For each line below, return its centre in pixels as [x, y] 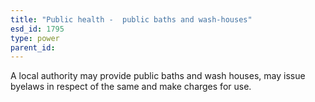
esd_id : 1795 [37, 29]
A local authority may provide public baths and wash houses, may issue [158, 76]
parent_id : [33, 47]
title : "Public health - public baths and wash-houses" [131, 19]
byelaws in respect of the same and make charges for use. [131, 87]
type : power [35, 38]
